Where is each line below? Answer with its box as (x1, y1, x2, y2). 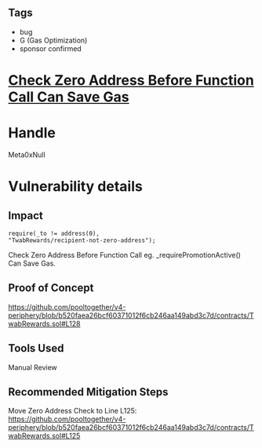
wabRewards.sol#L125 (8, 431, 81, 441)
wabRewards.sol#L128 (8, 318, 81, 329)
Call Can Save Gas (8, 88, 129, 105)
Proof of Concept (8, 281, 94, 295)
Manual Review (8, 362, 57, 372)
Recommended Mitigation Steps (8, 385, 169, 398)
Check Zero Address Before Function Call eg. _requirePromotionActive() (8, 250, 242, 259)
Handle (8, 124, 56, 142)
